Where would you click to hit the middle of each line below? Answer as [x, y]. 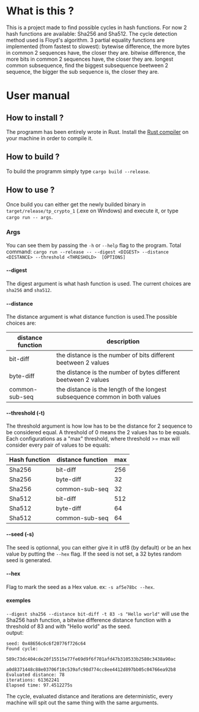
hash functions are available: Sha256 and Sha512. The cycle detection [92, 33]
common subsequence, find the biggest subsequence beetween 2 [87, 65]
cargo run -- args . [30, 217]
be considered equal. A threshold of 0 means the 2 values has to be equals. [98, 432]
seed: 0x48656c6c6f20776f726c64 [46, 644]
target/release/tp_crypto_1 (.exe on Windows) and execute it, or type [92, 211]
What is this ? [40, 11]
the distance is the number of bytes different [118, 372]
